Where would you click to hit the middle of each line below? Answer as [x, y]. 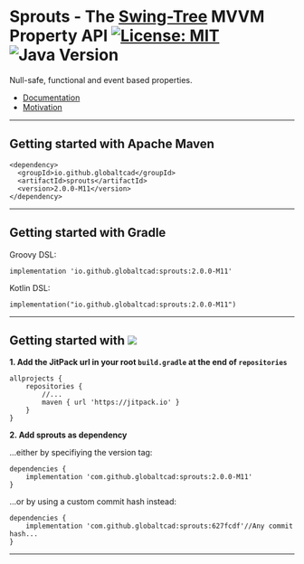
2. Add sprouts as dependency [68, 435]
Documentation [51, 98]
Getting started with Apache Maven [112, 144]
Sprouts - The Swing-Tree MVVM [137, 17]
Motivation [43, 107]
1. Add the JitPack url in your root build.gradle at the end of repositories [148, 362]
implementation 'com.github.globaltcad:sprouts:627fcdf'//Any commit [160, 526]
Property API [59, 36]
